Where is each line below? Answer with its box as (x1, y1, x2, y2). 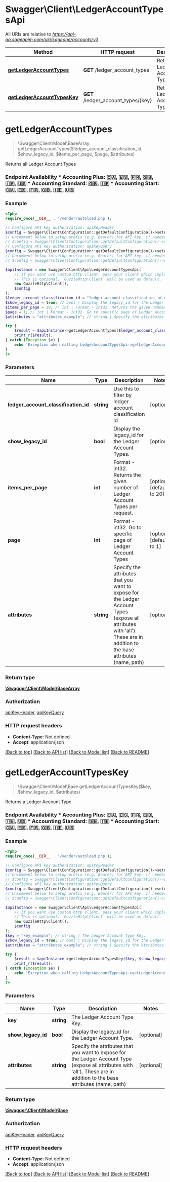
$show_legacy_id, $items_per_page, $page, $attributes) (17, 151, 135, 157)
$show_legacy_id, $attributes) (17, 789, 80, 795)
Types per (113, 503, 138, 510)
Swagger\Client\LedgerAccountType (5, 4, 163, 15)
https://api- (52, 31, 76, 37)
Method (33, 48, 53, 55)
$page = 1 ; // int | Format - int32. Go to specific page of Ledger (5, 309, 153, 314)
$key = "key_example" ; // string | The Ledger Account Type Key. (5, 933, 146, 938)
